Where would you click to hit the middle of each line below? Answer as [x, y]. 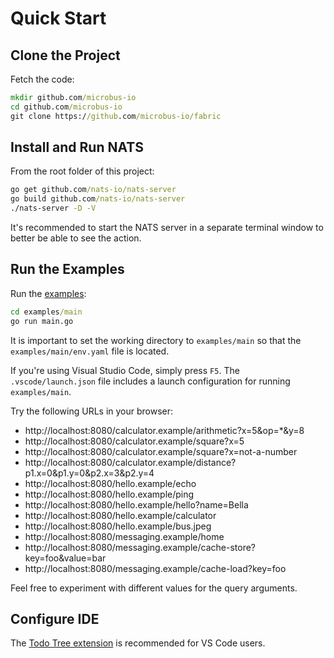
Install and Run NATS [77, 147]
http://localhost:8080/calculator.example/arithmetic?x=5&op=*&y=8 [164, 430]
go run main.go [42, 321]
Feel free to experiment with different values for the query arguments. [154, 588]
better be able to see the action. [76, 238]
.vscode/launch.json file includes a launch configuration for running [150, 381]
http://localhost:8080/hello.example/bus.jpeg [118, 526]
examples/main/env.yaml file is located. [90, 351]
